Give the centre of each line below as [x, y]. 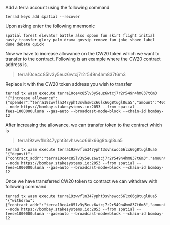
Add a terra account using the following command [57, 7]
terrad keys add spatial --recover [43, 17]
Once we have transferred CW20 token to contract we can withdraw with [81, 181]
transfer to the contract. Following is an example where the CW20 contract [83, 59]
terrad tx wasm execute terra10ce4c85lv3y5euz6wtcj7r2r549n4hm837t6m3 [81, 93]
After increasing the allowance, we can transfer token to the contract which [84, 125]
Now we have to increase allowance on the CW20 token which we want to [82, 54]
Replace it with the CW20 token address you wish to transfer [69, 84]
